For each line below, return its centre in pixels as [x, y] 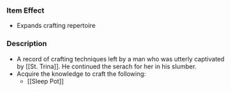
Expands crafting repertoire [56, 26]
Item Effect [25, 10]
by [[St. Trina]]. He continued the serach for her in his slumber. [106, 66]
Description [27, 44]
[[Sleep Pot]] [45, 81]
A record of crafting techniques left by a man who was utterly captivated [120, 59]
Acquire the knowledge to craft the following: [81, 74]
